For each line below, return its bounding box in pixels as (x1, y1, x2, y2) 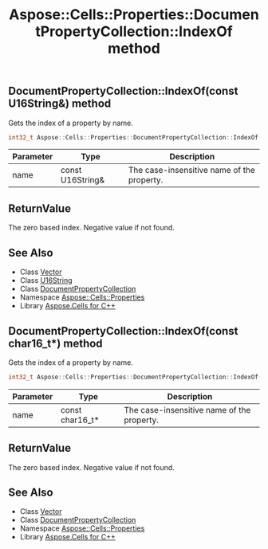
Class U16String (19, 276, 73, 285)
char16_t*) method (8, 336, 103, 350)
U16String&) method (8, 97, 112, 111)
